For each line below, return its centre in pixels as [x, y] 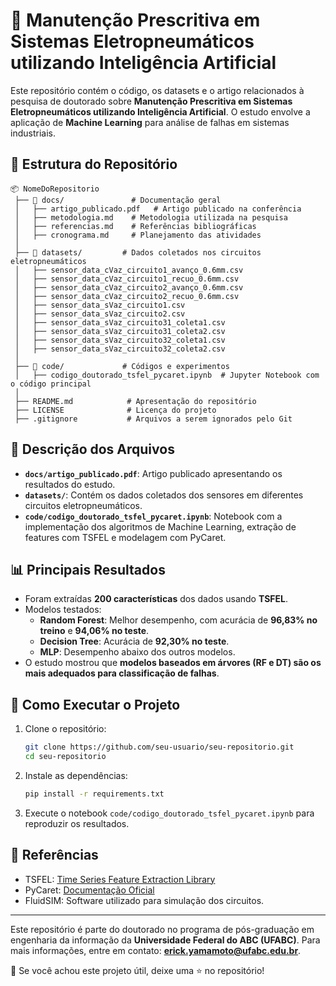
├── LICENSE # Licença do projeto [115, 410]
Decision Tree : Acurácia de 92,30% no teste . [134, 641]
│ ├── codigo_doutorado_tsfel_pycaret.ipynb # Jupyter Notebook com [167, 375]
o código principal [51, 384]
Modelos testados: [63, 610]
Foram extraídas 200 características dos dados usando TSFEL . [156, 599]
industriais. [33, 133]
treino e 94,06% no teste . [94, 631]
